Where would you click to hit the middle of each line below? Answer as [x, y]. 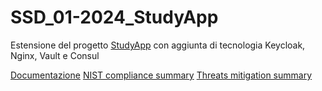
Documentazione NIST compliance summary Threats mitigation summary [161, 75]
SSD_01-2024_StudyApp [114, 17]
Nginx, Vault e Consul [55, 55]
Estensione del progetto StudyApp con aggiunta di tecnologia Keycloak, [158, 45]
